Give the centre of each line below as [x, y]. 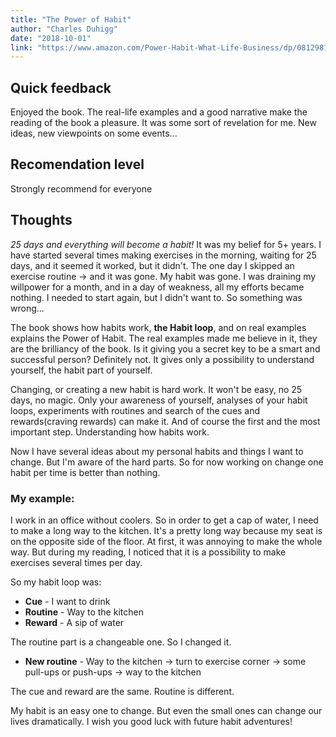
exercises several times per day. [76, 562]
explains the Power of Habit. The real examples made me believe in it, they [164, 338]
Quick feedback [61, 87]
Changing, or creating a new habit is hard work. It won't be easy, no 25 [156, 389]
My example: [42, 498]
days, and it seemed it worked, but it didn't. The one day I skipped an [152, 265]
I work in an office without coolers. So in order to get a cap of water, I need [164, 520]
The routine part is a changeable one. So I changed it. [121, 642]
